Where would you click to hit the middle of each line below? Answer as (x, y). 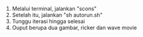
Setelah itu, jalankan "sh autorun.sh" (57, 15)
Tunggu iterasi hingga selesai (49, 21)
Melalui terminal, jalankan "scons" (54, 9)
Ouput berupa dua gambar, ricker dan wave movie (75, 27)
